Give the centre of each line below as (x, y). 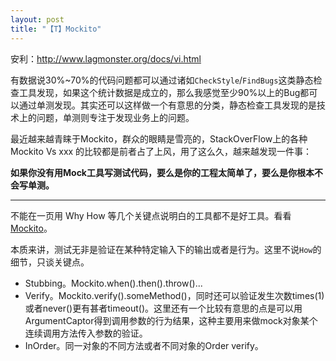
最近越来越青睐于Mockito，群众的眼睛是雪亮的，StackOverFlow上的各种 (159, 138)
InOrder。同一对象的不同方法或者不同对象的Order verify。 (144, 345)
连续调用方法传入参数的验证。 (86, 333)
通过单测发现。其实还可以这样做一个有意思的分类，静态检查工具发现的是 (167, 105)
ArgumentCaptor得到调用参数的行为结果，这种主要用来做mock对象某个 (171, 320)
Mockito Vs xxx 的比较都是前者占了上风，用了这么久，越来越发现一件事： (161, 151)
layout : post (37, 19)
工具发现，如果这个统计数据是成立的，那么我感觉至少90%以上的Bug (159, 92)
